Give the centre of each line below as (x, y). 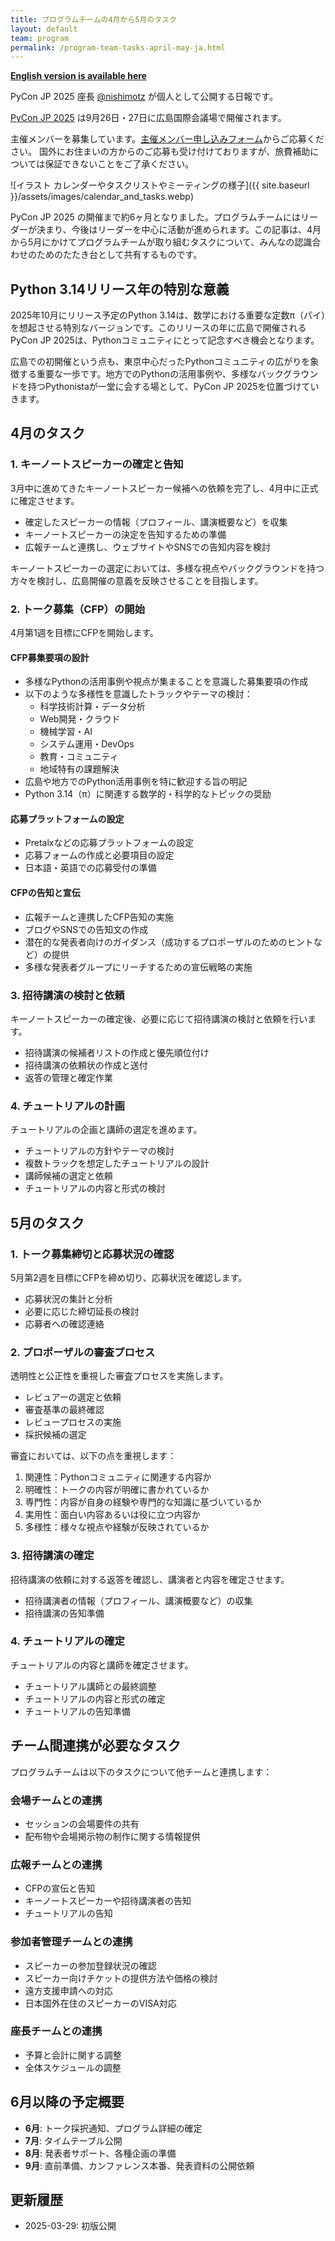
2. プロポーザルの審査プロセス (83, 1352)
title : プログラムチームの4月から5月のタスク (93, 19)
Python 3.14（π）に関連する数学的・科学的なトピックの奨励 (148, 794)
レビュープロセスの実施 (73, 1422)
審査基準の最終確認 (64, 1410)
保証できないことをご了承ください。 (119, 164)
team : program (40, 38)
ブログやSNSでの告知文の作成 (86, 929)
